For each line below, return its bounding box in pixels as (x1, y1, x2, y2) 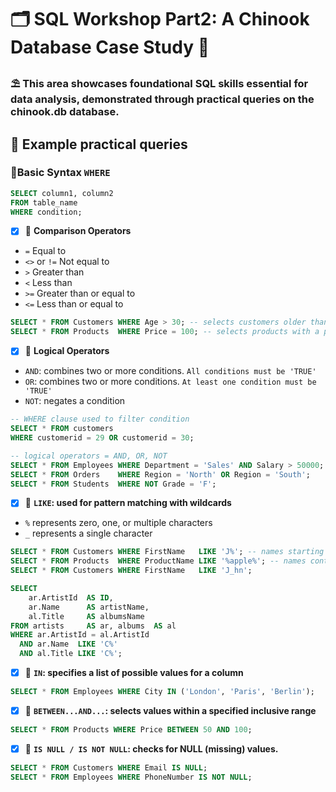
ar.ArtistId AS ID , (28, 592, 114, 603)
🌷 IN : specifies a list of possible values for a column (24, 667, 244, 679)
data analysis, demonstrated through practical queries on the (10, 92, 315, 106)
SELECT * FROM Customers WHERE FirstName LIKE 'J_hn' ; (10, 566, 253, 576)
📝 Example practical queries (10, 136, 188, 153)
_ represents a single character (24, 527, 153, 540)
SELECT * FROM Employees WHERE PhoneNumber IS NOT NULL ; (10, 772, 253, 782)
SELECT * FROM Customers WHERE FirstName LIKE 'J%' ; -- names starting (10, 547, 325, 557)
